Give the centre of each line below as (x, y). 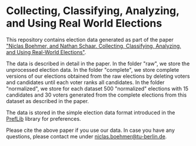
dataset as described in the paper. (48, 101)
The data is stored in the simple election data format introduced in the (91, 112)
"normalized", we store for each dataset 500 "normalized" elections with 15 (97, 88)
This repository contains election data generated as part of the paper (90, 39)
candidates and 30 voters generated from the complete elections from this (97, 95)
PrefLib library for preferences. (44, 118)
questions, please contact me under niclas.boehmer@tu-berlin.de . (87, 136)
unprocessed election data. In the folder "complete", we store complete (93, 69)
